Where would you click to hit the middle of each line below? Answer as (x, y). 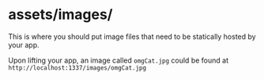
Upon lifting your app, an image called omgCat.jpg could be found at (119, 60)
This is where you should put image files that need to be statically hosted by (132, 36)
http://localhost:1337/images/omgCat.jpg (77, 68)
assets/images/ (60, 15)
